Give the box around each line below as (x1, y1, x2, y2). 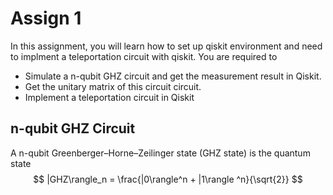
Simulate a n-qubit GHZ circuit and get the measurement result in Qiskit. (24, 70, 322, 82)
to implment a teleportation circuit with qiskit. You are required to (10, 50, 278, 62)
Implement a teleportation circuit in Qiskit (24, 91, 195, 103)
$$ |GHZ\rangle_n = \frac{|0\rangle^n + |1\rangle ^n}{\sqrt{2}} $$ (33, 173, 303, 185)
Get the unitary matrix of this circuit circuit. (24, 80, 202, 92)
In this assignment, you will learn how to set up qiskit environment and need (10, 40, 323, 52)
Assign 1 (10, 7, 82, 30)
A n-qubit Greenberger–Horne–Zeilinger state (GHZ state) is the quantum (10, 147, 311, 159)
